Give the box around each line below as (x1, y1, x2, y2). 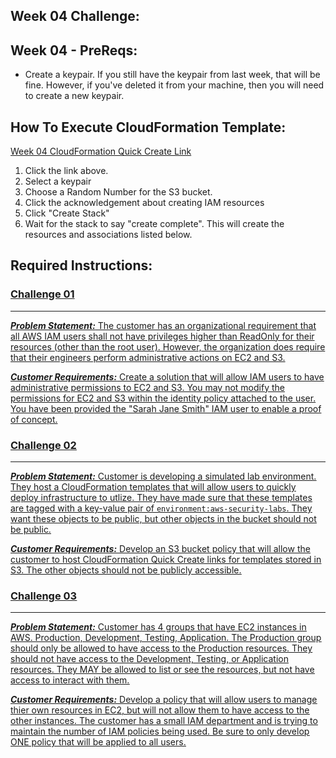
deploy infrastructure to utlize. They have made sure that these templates (10, 492, 313, 503)
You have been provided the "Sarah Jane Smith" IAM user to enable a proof (10, 402, 322, 414)
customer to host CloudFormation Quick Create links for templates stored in (10, 554, 322, 565)
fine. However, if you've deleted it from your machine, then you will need (24, 79, 325, 91)
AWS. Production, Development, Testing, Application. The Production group (10, 632, 322, 644)
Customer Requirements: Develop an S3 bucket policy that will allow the (10, 543, 311, 554)
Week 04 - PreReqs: (10, 42, 138, 59)
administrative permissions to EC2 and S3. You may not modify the (10, 381, 285, 393)
